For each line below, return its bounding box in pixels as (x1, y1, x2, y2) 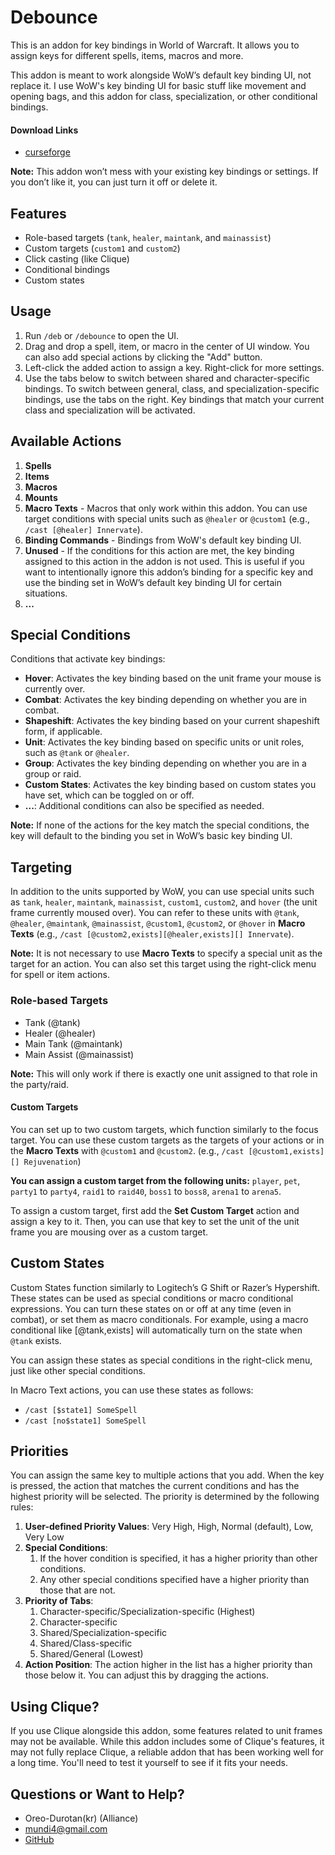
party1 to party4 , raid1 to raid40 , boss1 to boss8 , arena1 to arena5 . (10, 1185, 282, 1197)
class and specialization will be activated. (24, 404, 196, 416)
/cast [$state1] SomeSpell (24, 1405, 138, 1415)
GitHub (24, 1833, 55, 1845)
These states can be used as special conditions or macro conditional (10, 1292, 294, 1304)
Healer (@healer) (24, 1027, 97, 1039)
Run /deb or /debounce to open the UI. (24, 329, 180, 341)
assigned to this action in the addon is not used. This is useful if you (24, 555, 305, 567)
